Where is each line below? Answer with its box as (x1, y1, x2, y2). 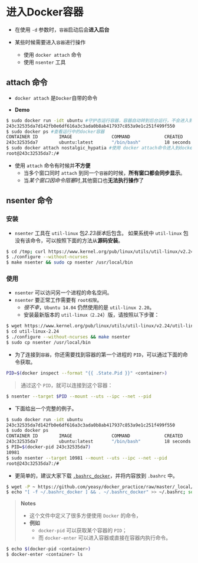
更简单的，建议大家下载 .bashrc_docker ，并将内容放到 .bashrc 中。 (14, 472, 178, 479)
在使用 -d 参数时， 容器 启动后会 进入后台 (14, 26, 110, 33)
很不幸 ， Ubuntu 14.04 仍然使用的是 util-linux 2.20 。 (23, 304, 155, 311)
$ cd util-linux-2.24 (6, 328, 60, 334)
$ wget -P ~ (6, 484, 35, 490)
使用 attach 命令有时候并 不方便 (14, 162, 91, 169)
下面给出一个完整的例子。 (14, 405, 77, 412)
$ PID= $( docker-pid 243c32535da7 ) (6, 444, 91, 450)
